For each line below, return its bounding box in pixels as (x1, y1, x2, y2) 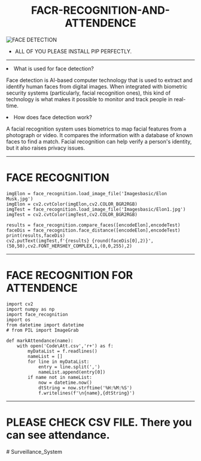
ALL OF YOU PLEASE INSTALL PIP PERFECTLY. (14, 47, 132, 54)
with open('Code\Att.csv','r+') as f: (17, 342, 114, 349)
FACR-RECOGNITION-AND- (31, 4, 170, 17)
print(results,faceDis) (6, 232, 66, 238)
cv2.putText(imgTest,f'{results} (6, 238, 90, 244)
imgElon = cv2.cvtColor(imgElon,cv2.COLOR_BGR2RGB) (6, 201, 138, 207)
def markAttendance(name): (6, 338, 74, 344)
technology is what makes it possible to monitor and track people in (6, 95, 173, 102)
